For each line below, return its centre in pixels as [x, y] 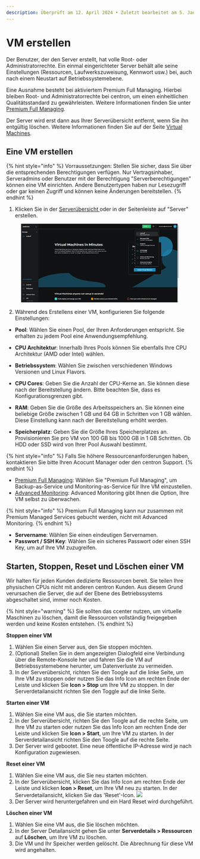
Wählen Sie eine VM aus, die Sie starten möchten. [76, 714]
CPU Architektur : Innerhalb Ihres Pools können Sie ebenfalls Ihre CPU [101, 348]
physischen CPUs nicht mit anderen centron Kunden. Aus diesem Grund [95, 587]
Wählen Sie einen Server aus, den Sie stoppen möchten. [84, 647]
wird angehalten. [35, 849]
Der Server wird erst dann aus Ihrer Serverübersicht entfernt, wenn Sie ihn [97, 120]
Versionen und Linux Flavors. [50, 372]
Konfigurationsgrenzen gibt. [49, 396]
